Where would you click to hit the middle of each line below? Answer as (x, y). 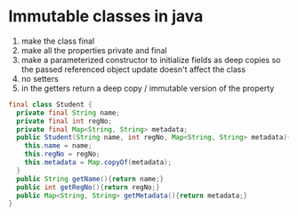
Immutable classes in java (106, 16)
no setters (40, 78)
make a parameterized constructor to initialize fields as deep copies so (151, 60)
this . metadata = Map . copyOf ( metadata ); (98, 163)
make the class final (58, 41)
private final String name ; (68, 113)
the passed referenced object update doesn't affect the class (133, 69)
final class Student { (50, 104)
